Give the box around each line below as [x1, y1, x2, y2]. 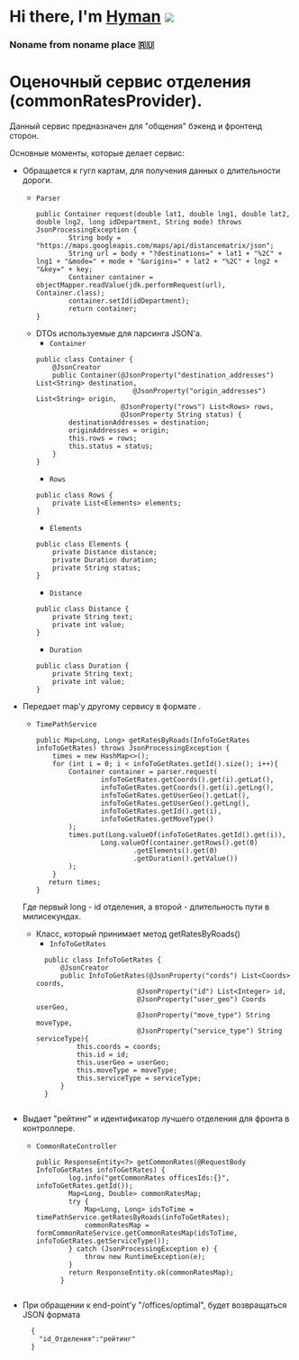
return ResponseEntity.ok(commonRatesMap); [68, 1268, 234, 1277]
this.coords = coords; [76, 1043, 162, 1052]
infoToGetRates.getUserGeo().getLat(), [100, 791, 250, 800]
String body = [68, 233, 122, 242]
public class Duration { [35, 662, 130, 671]
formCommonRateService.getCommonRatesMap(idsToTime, [35, 1228, 239, 1238]
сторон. [9, 131, 39, 141]
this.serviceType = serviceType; [76, 1074, 203, 1083]
